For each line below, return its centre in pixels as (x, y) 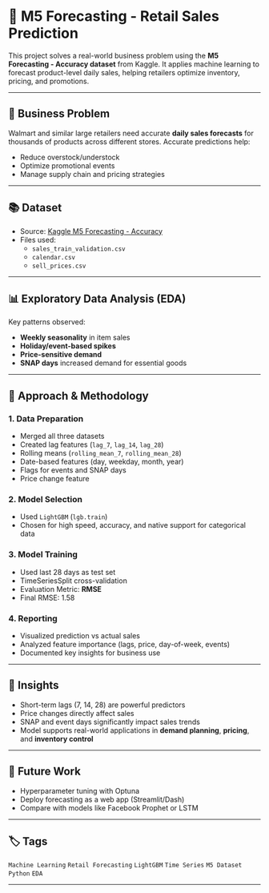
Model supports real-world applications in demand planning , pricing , (134, 730)
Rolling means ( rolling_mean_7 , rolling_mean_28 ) (100, 453)
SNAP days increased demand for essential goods (103, 363)
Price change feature (54, 479)
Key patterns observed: (47, 322)
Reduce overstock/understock (70, 157)
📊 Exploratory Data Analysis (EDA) (97, 298)
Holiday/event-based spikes (68, 346)
